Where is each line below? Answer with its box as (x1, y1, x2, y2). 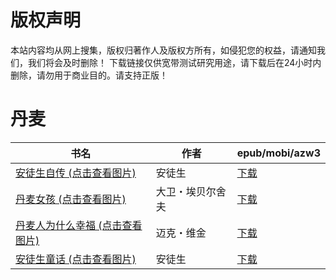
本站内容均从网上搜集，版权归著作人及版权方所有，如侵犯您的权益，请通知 (10, 44, 317, 56)
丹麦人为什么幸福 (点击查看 (15, 218, 143, 232)
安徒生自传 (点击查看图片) (15, 166, 137, 180)
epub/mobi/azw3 (236, 146, 321, 160)
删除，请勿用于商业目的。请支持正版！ (10, 69, 168, 81)
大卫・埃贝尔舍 (155, 184, 227, 198)
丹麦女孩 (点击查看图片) (15, 192, 127, 206)
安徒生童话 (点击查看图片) (15, 252, 137, 266)
